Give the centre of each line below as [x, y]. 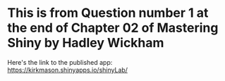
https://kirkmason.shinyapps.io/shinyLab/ [68, 70]
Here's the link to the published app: [60, 62]
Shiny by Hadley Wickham [86, 43]
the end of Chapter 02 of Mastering [113, 28]
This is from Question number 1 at [108, 13]
